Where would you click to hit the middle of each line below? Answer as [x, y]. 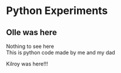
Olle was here [31, 32]
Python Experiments [57, 11]
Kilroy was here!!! [27, 64]
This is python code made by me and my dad [61, 53]
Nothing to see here [30, 46]
